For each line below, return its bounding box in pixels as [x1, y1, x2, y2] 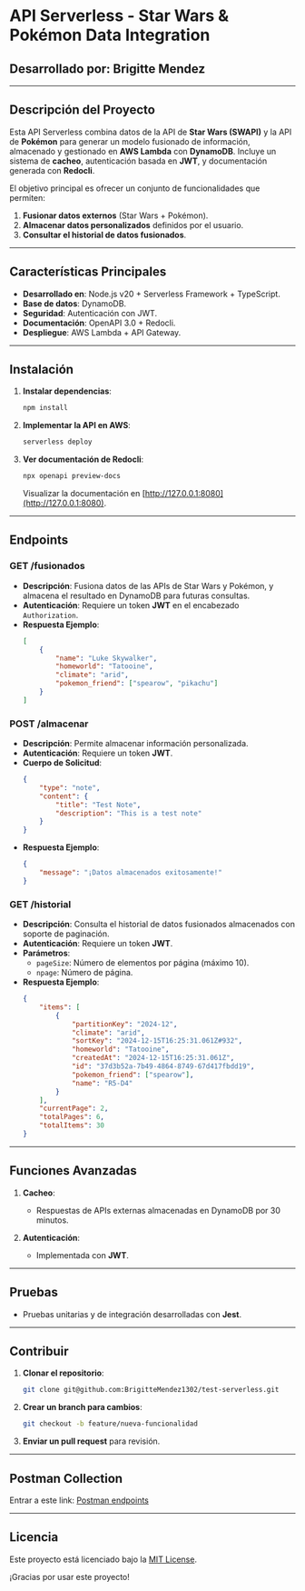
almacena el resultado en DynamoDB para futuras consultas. [22, 590, 251, 601]
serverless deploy [22, 437, 93, 446]
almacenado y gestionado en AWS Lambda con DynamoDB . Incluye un [9, 145, 277, 156]
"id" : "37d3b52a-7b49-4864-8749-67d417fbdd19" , [71, 1062, 255, 1071]
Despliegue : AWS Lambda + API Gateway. [22, 326, 182, 337]
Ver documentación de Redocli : [22, 454, 144, 465]
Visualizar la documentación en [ [22, 488, 146, 499]
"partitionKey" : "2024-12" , [71, 1019, 178, 1028]
